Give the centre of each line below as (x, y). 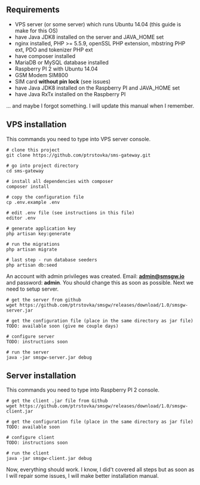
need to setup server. (33, 289)
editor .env (21, 218)
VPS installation (36, 125)
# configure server (30, 336)
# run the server (28, 352)
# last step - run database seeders (52, 260)
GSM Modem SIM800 (41, 75)
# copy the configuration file (45, 197)
